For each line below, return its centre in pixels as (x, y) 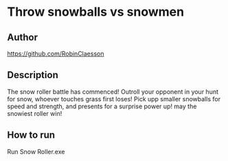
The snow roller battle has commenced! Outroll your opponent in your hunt (113, 91)
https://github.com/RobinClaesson (56, 53)
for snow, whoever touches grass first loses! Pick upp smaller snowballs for (114, 99)
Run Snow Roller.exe (36, 151)
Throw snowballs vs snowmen (95, 12)
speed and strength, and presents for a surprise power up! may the (102, 106)
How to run (31, 135)
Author (22, 37)
